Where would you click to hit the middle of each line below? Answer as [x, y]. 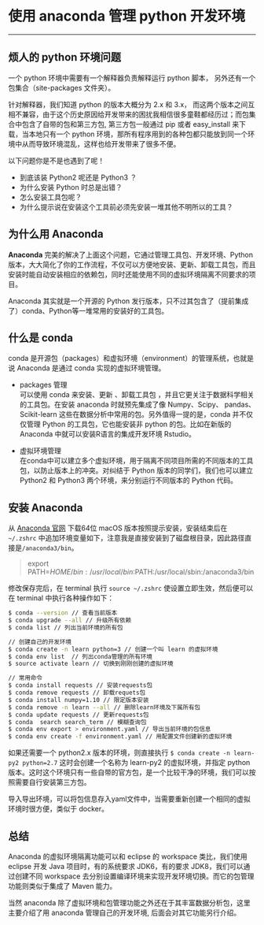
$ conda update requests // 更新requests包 [79, 715]
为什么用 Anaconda [56, 234]
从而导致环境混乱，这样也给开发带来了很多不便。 [101, 143]
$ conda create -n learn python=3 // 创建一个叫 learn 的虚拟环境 [113, 649]
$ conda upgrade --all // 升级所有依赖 [70, 620]
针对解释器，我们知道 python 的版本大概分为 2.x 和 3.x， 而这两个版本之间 [128, 104]
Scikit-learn [38, 414]
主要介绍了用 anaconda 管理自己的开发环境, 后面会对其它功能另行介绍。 [125, 912]
